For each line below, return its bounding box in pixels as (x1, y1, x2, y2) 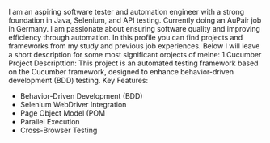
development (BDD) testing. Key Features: (8, 76, 149, 85)
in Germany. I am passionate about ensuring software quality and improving (8, 24, 261, 33)
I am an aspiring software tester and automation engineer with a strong (8, 7, 245, 16)
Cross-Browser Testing (19, 125, 98, 135)
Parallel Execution (19, 117, 80, 126)
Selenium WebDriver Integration (19, 100, 127, 109)
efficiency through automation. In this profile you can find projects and (8, 32, 243, 42)
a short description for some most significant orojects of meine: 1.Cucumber (8, 50, 262, 59)
